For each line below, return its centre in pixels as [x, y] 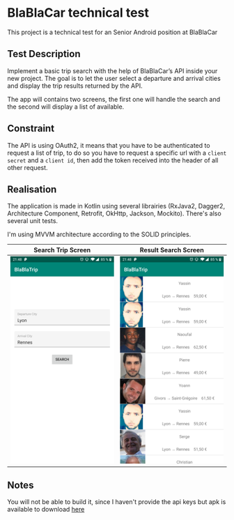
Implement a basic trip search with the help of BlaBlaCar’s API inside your [112, 70]
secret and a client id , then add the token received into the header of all [113, 160]
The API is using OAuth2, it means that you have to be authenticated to [109, 145]
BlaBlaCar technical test [78, 13]
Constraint [31, 129]
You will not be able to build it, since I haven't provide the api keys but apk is [117, 502]
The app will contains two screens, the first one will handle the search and [114, 99]
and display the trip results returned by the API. [75, 86]
